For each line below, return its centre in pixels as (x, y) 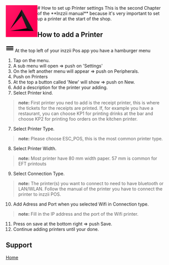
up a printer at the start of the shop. (75, 19)
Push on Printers (30, 76)
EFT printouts (32, 164)
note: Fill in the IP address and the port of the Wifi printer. (78, 214)
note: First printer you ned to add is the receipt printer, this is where (89, 102)
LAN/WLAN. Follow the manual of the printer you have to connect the (90, 189)
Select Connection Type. (39, 173)
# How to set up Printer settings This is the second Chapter (99, 8)
